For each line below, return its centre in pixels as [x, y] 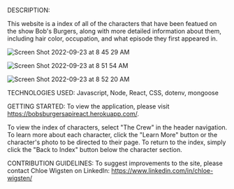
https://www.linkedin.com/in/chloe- [162, 170]
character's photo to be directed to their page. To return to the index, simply [117, 142]
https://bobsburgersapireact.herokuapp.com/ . [73, 114]
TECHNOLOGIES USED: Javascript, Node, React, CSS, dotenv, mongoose [113, 93]
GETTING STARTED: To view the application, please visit [88, 106]
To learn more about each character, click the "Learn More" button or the [112, 135]
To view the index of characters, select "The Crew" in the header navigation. [117, 127]
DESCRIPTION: [29, 10]
